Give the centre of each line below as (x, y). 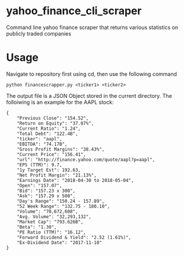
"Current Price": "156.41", (51, 154)
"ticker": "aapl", (39, 139)
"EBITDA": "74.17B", (42, 144)
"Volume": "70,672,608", (47, 212)
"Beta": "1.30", (37, 227)
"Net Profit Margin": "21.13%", (57, 175)
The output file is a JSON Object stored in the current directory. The (89, 95)
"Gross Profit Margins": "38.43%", (61, 149)
